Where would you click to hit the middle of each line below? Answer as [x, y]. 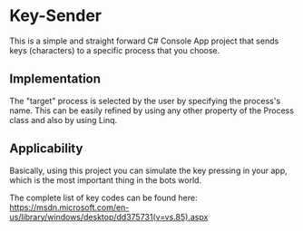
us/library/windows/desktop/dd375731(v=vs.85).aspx [109, 217]
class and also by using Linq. [64, 120]
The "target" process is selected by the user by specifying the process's [145, 101]
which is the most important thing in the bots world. [106, 180]
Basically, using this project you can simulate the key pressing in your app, [148, 170]
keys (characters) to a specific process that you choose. [115, 50]
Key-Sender [56, 16]
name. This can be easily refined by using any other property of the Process [152, 111]
